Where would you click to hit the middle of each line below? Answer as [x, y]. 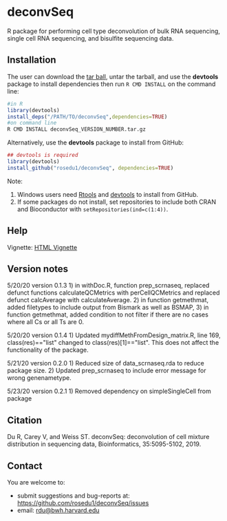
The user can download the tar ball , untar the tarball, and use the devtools [113, 76]
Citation [25, 420]
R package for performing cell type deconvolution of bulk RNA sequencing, [113, 31]
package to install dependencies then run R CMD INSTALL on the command [111, 84]
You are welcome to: [36, 482]
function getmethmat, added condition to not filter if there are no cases [108, 315]
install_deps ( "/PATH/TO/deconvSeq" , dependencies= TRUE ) [87, 117]
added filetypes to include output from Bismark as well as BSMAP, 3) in [108, 308]
